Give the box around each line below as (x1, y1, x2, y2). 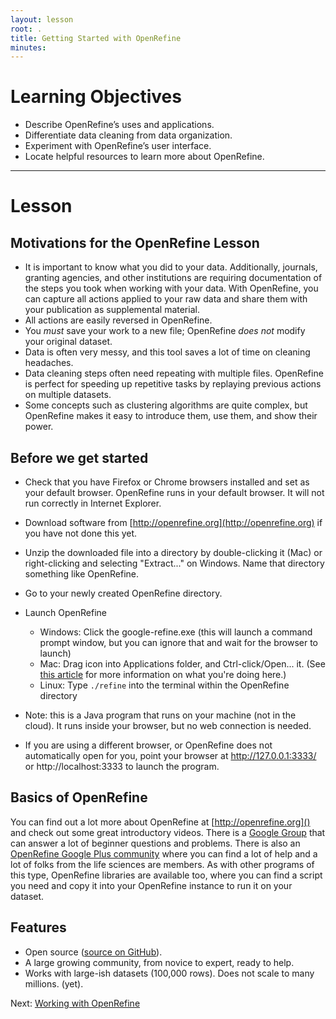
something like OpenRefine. (24, 568, 140, 580)
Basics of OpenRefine (10, 789, 148, 806)
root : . (10, 24, 43, 34)
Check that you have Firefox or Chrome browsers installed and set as (24, 476, 310, 488)
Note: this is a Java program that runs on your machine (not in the (24, 709, 297, 721)
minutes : (10, 42, 47, 53)
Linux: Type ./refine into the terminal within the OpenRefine (39, 679, 290, 691)
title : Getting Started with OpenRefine (10, 33, 182, 43)
